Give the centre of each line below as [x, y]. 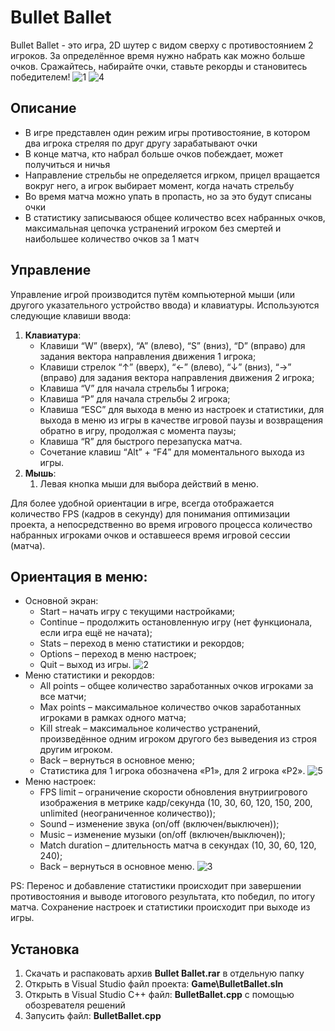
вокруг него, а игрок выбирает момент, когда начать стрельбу [159, 185]
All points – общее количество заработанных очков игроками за [176, 686]
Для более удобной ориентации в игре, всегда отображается [142, 503]
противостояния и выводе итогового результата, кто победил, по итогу [163, 897]
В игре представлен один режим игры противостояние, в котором [167, 132]
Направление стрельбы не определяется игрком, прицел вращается [172, 175]
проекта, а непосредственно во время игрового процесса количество [161, 524]
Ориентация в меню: [79, 576]
